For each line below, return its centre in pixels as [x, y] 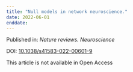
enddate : [17, 23]
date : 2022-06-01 [28, 17]
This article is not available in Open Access [60, 62]
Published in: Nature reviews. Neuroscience [60, 40]
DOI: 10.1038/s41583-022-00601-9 [49, 51]
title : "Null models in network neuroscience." [67, 12]
